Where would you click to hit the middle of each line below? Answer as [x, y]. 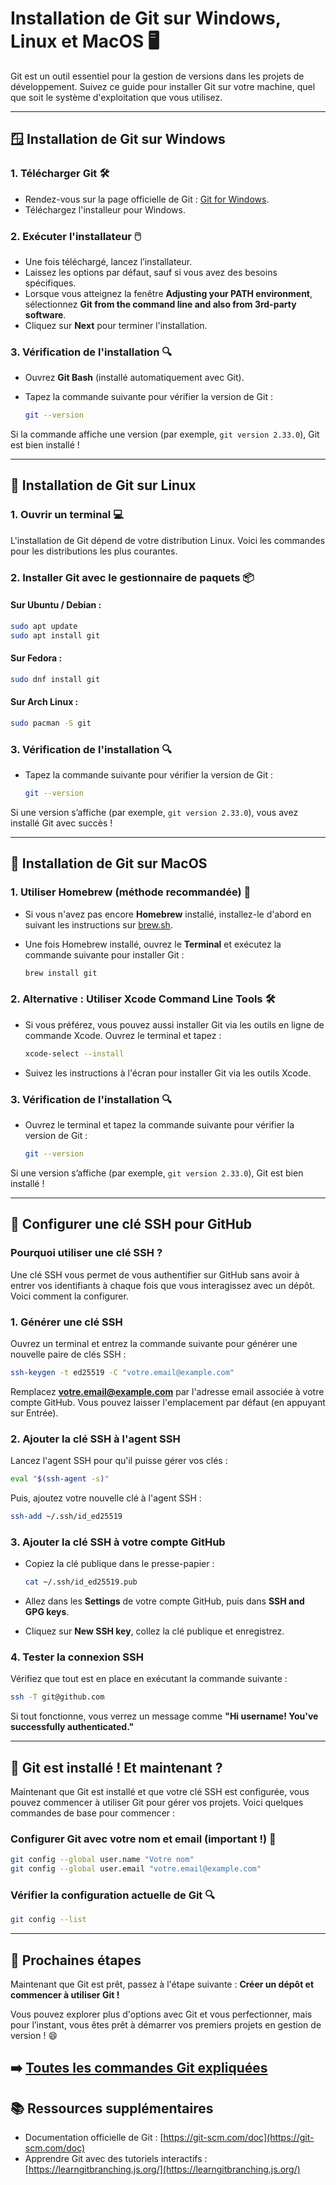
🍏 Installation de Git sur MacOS [109, 863]
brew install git [61, 973]
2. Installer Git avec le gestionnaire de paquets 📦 [132, 577]
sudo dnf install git [55, 679]
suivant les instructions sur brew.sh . [98, 924]
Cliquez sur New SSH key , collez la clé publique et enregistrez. [154, 1631]
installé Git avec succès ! [61, 823]
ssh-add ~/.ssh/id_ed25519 [66, 1516]
